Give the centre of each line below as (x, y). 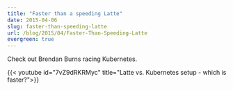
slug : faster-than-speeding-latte (57, 26)
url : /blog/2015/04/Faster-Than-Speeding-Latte (78, 33)
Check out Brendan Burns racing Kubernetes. (72, 59)
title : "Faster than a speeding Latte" (65, 13)
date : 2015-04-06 (32, 20)
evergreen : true (31, 39)
